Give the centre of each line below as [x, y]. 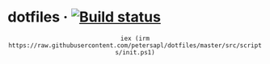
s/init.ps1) [135, 52]
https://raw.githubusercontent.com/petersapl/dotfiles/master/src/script [135, 45]
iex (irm [135, 38]
